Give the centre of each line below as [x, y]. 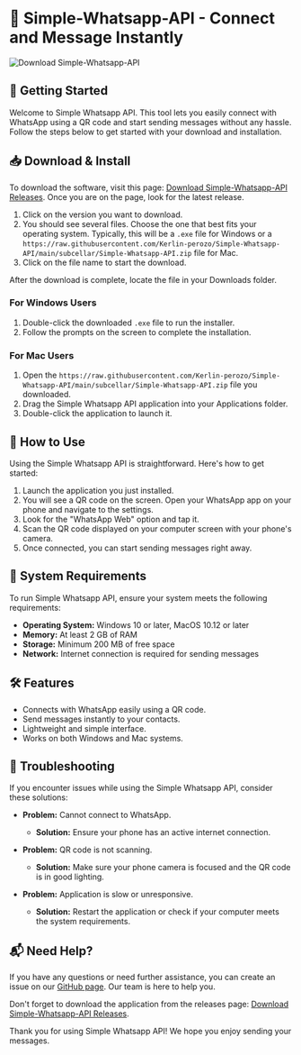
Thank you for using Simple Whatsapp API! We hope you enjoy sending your [150, 1032]
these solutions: [39, 797]
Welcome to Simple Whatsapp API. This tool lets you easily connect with [143, 113]
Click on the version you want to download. [102, 214]
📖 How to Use [47, 442]
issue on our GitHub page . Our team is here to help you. [112, 987]
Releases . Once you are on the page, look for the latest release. [127, 196]
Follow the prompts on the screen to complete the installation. [137, 332]
